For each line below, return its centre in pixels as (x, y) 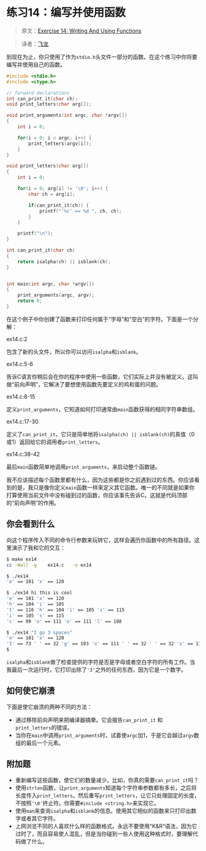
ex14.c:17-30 (22, 422)
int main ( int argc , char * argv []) (51, 284)
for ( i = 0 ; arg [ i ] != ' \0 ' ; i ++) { (63, 189)
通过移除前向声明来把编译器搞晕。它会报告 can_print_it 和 (89, 720)
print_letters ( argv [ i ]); (60, 144)
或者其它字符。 (40, 818)
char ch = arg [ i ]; (52, 194)
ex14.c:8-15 (21, 396)
